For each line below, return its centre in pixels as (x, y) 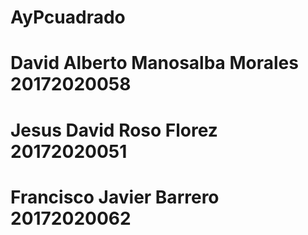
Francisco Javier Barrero (115, 197)
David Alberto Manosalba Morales (154, 63)
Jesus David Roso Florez (114, 130)
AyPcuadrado (68, 17)
